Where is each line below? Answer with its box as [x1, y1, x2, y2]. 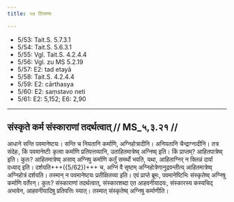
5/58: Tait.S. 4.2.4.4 [17, 72, 75, 81]
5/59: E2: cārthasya [17, 79, 75, 88]
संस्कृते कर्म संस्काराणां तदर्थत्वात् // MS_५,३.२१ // [7, 121, 178, 133]
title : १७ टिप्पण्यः [7, 10, 52, 17]
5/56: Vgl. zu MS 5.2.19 [17, 57, 84, 66]
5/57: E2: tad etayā [17, 65, 72, 73]
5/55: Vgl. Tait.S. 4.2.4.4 [17, 50, 87, 59]
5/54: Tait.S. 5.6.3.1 [17, 42, 72, 51]
